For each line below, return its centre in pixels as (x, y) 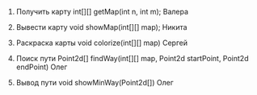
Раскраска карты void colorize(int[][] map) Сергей (102, 43)
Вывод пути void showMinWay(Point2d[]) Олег (95, 83)
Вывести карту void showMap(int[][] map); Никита (101, 27)
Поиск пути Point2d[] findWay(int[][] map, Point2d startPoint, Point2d (132, 58)
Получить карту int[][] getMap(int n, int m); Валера (102, 12)
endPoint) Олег (42, 67)
